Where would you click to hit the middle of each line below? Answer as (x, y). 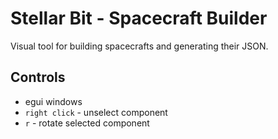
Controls (38, 77)
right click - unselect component (96, 112)
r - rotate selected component (87, 123)
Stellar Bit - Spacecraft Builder (139, 18)
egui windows (53, 101)
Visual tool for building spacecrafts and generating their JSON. (139, 46)
